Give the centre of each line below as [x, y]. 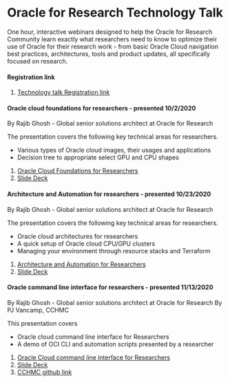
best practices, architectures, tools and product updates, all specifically [109, 54]
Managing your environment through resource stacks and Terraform [114, 251]
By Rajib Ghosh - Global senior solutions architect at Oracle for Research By [115, 302]
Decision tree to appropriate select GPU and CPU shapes [98, 157]
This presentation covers [42, 323]
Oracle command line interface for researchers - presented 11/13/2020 [110, 287]
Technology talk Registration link [63, 92]
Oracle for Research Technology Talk [115, 13]
